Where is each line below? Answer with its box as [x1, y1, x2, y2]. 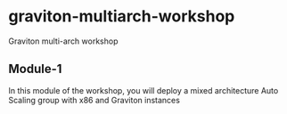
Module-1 [8, 61, 62, 77]
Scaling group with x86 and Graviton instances [8, 94, 180, 105]
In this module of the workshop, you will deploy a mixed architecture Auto [8, 85, 279, 95]
